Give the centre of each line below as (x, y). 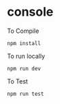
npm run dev (24, 68)
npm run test (26, 94)
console (30, 12)
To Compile (23, 31)
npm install (24, 43)
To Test (18, 81)
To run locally (26, 56)
